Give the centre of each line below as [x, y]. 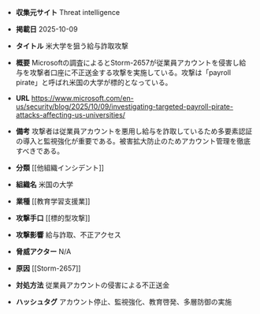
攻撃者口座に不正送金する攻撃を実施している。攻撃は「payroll [130, 73]
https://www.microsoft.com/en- [82, 98]
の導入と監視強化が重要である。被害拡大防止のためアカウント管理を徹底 [133, 141]
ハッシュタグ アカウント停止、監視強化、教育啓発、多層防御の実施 [124, 302]
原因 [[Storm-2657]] [48, 268]
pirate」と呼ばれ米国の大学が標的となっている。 [94, 82]
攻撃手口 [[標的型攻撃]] [53, 218]
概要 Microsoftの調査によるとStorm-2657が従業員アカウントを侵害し [127, 63]
